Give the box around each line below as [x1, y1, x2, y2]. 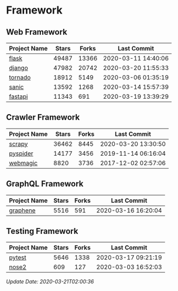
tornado [9, 73, 31, 81]
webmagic [9, 159, 38, 167]
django [9, 64, 28, 72]
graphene [9, 206, 36, 215]
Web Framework [6, 27, 67, 37]
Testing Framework [6, 226, 78, 236]
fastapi [9, 92, 28, 101]
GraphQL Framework [6, 179, 84, 189]
